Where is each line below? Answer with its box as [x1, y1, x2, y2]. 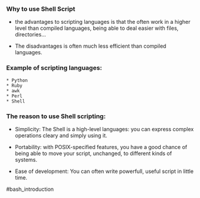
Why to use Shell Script [6, 5, 76, 13]
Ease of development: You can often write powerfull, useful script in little [14, 168, 194, 175]
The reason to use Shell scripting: [6, 112, 106, 120]
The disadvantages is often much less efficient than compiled [14, 42, 167, 49]
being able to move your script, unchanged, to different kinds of [14, 150, 172, 157]
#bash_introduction [6, 185, 54, 193]
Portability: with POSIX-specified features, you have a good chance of [14, 143, 187, 150]
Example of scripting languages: [6, 64, 103, 72]
